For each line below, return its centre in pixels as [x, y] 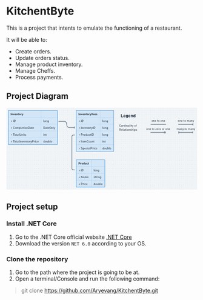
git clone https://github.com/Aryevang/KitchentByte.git [90, 291]
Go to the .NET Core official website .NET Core [73, 237]
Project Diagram [37, 96]
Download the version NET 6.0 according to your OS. [81, 243]
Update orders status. [42, 58]
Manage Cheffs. [35, 70]
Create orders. [33, 51]
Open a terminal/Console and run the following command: [87, 279]
